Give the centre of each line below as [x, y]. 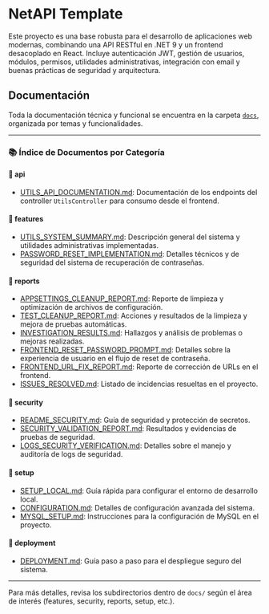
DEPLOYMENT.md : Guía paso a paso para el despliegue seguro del [130, 561]
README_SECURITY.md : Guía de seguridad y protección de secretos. [135, 420]
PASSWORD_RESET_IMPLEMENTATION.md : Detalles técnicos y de [130, 254]
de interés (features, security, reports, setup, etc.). [91, 601]
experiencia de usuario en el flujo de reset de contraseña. [115, 359]
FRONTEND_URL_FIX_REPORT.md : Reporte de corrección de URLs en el [139, 367]
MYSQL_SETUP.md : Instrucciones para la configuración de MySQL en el [139, 516]
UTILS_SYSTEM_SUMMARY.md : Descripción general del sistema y [130, 237]
